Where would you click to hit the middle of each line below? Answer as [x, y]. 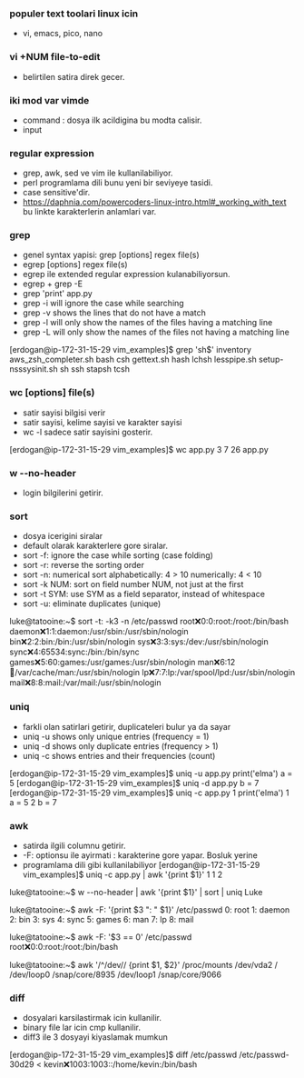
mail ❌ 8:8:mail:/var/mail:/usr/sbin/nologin [85, 683]
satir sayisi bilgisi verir [64, 413]
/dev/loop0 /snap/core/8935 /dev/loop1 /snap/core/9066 [116, 974]
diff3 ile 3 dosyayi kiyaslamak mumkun [95, 1037]
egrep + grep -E [53, 284]
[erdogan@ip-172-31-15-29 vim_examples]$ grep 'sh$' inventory [131, 350]
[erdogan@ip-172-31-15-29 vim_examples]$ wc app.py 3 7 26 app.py [139, 449]
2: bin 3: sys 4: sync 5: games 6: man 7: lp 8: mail [102, 919]
